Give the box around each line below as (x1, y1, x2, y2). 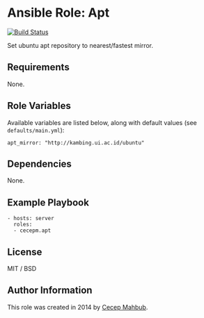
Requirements (7, 61, 70, 74)
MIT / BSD (7, 265, 37, 272)
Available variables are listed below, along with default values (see (7, 118, 197, 126)
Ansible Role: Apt (7, 5, 110, 21)
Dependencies (7, 158, 72, 169)
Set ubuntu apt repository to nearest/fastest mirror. (7, 41, 154, 49)
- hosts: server (7, 215, 54, 222)
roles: (13, 221, 33, 228)
